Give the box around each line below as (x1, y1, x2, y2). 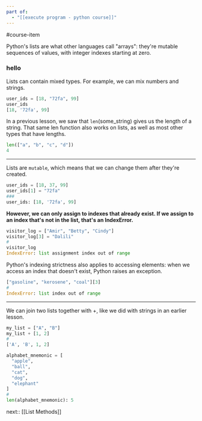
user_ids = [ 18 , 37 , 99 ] (6, 182, 69, 188)
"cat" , (11, 369, 28, 375)
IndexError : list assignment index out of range (6, 250, 130, 256)
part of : (6, 8, 28, 15)
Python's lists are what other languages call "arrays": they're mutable (6, 43, 179, 50)
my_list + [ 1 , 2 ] (6, 330, 50, 337)
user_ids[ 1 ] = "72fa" (6, 188, 61, 194)
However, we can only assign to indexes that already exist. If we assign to (6, 210, 194, 217)
